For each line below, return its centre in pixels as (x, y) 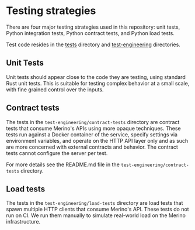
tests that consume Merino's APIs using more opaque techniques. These (93, 128)
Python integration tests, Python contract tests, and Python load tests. (90, 33)
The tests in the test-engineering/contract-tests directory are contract (93, 122)
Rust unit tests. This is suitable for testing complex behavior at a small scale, (98, 83)
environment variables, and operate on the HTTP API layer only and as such (97, 140)
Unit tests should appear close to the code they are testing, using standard (96, 77)
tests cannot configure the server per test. (57, 153)
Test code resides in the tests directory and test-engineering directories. (93, 44)
